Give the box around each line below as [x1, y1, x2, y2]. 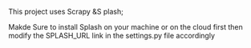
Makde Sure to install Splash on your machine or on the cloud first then [8, 22, 243, 31]
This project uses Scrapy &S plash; [8, 7, 124, 16]
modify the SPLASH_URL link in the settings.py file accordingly [8, 31, 215, 40]
